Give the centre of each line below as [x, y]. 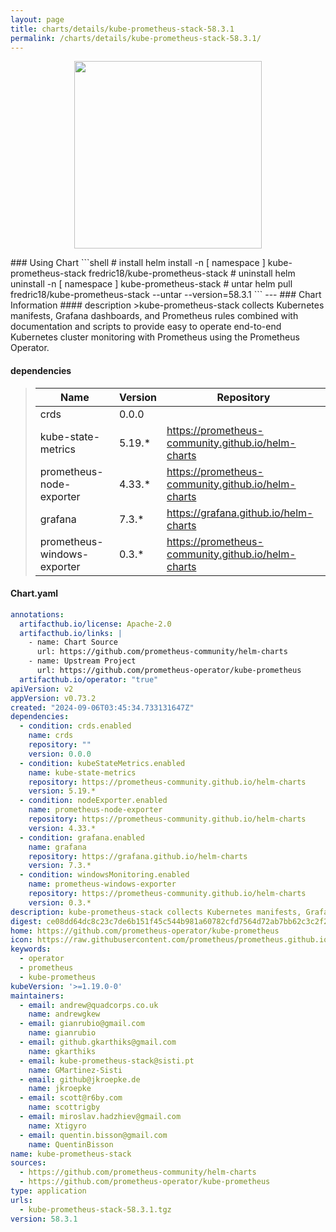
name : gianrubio [62, 1033]
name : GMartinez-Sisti [75, 1070]
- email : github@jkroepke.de [80, 1079]
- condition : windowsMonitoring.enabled [104, 875]
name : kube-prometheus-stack [71, 1154]
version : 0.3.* [60, 902]
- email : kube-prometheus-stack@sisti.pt [107, 1061]
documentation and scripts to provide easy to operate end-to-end [146, 327]
